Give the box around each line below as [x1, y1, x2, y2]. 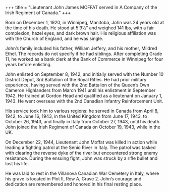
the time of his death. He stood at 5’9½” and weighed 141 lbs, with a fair [5, 25, 154, 31]
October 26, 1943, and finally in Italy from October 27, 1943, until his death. [5, 119, 161, 124]
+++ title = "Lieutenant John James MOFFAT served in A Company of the [5, 5, 157, 10]
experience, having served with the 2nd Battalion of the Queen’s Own [5, 82, 150, 88]
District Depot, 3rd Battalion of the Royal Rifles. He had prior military [5, 77, 147, 82]
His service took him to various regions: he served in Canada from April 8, [5, 108, 159, 114]
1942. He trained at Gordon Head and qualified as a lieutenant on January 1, [5, 93, 162, 99]
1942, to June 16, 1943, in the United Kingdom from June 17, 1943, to [5, 113, 147, 119]
